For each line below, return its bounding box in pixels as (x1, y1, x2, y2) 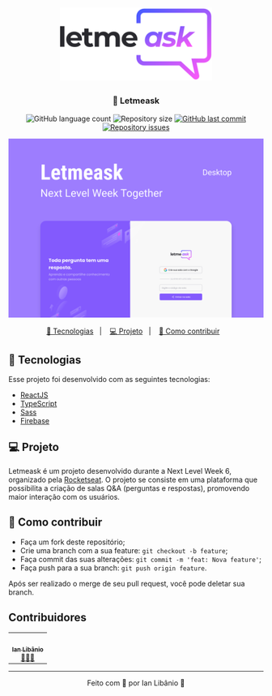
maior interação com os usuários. (8, 492, 120, 501)
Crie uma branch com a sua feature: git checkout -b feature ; (19, 545, 228, 555)
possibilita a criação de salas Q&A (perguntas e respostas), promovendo (8, 483, 250, 493)
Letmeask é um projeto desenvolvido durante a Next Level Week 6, (8, 466, 232, 475)
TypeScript (19, 398, 57, 408)
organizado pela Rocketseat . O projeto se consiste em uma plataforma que (8, 475, 257, 484)
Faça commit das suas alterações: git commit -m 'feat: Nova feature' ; (19, 554, 261, 564)
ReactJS (19, 389, 49, 400)
